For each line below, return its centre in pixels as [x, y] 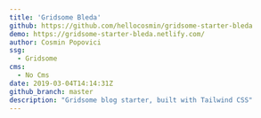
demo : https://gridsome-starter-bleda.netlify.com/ [107, 34]
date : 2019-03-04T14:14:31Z [61, 83]
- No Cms [33, 75]
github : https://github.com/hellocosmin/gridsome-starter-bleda [131, 26]
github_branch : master [51, 91]
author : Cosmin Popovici [55, 42]
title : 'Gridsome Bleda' [55, 17]
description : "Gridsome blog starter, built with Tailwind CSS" [131, 100]
